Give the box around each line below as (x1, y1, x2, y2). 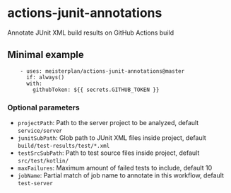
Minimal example (7, 49, 85, 61)
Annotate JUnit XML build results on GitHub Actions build (7, 28, 174, 37)
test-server (17, 180, 53, 187)
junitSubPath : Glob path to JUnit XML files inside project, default (17, 134, 206, 142)
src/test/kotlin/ (17, 158, 69, 165)
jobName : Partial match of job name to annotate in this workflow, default (17, 171, 225, 180)
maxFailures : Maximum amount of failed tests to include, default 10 (17, 164, 213, 172)
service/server (17, 127, 63, 135)
